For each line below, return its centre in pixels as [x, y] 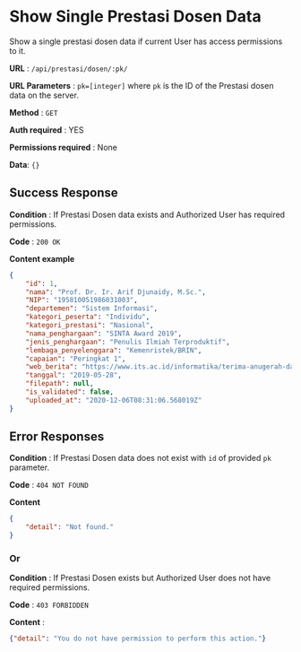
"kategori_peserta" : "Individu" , [88, 317]
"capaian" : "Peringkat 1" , [76, 359]
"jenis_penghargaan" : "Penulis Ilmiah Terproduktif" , [128, 342]
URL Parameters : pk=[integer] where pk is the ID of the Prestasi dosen [142, 85]
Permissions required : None [64, 147]
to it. [17, 50]
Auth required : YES [47, 130]
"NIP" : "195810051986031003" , [82, 300]
